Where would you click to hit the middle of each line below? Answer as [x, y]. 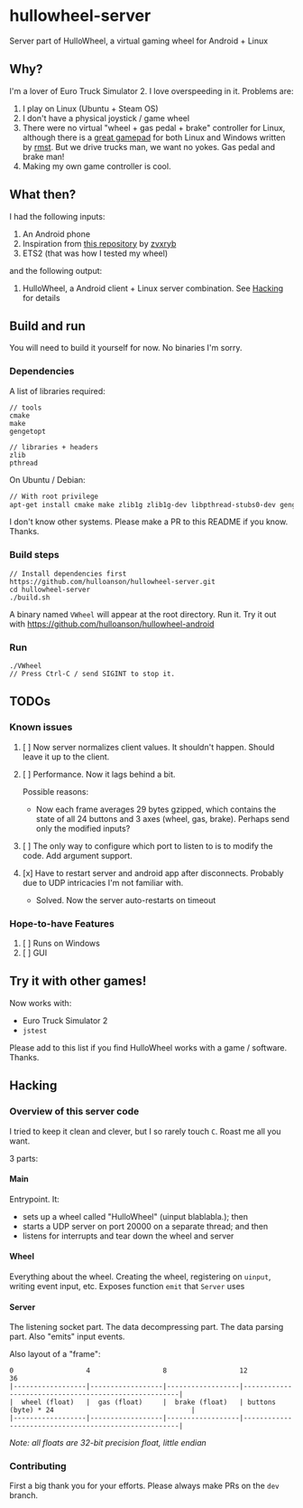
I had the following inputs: [57, 216]
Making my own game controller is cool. [96, 166]
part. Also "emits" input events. [67, 1337]
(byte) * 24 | [102, 1410]
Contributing [38, 1466]
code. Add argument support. [77, 855]
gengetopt [28, 431]
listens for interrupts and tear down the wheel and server [128, 1236]
